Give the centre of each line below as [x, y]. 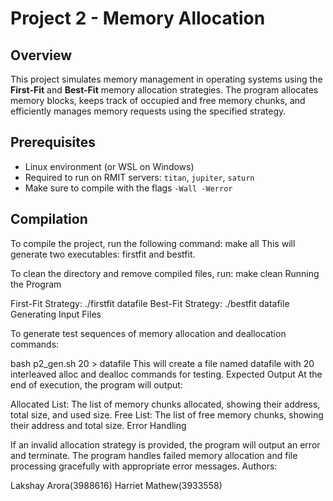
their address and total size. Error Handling [98, 425]
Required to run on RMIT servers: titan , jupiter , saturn [139, 177]
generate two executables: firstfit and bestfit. [103, 254]
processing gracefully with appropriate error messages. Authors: [144, 466]
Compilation [49, 219]
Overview [41, 55]
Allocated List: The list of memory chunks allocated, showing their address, [165, 404]
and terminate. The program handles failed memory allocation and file [154, 455]
